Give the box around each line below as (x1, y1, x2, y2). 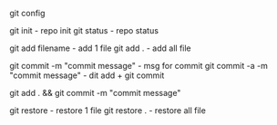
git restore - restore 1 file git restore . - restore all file (9, 105, 207, 116)
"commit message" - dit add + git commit (9, 70, 165, 81)
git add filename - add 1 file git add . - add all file (9, 43, 191, 53)
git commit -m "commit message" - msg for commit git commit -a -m (9, 61, 269, 71)
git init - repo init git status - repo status (9, 25, 159, 35)
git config (9, 8, 46, 18)
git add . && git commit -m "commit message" (9, 88, 181, 98)
